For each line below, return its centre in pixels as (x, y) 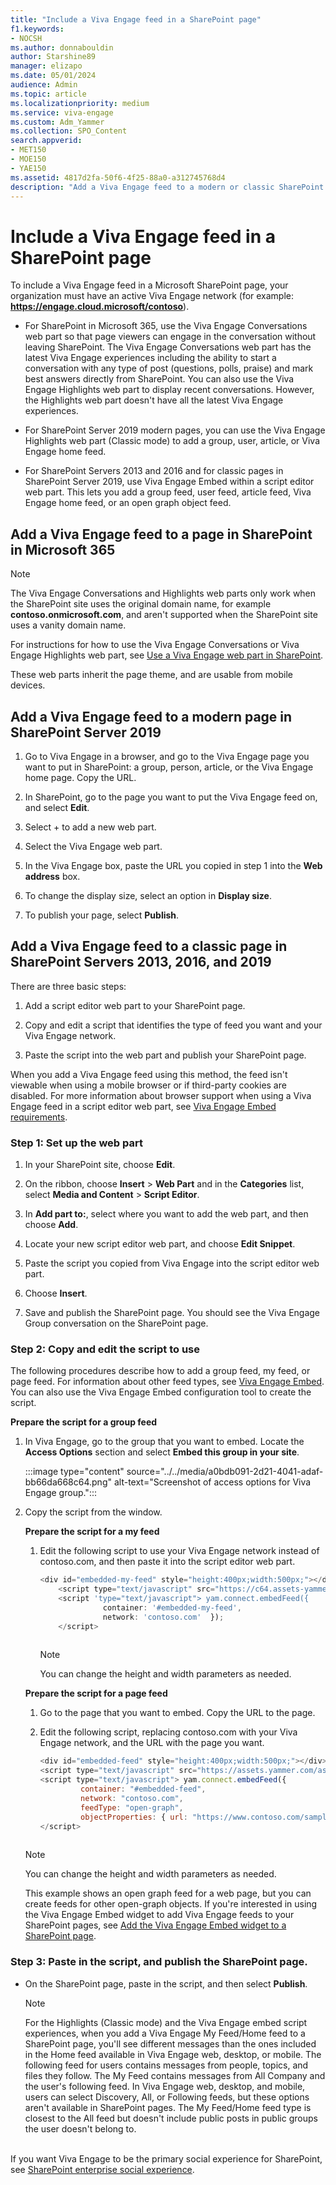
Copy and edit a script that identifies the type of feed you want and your (173, 1025)
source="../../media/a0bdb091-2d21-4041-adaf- (225, 1472)
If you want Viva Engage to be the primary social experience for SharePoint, (166, 2158)
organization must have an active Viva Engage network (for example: (152, 296)
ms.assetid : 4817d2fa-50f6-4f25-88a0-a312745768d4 (118, 177)
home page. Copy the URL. (80, 777)
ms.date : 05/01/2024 (53, 76)
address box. (52, 876)
